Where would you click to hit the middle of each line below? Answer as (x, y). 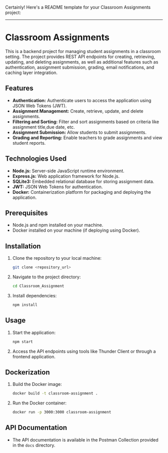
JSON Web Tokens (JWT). (39, 106)
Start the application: (34, 332)
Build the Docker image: (37, 384)
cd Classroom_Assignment (38, 286)
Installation (23, 246)
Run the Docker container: (39, 403)
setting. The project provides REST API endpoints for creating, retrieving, (80, 57)
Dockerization (27, 372)
